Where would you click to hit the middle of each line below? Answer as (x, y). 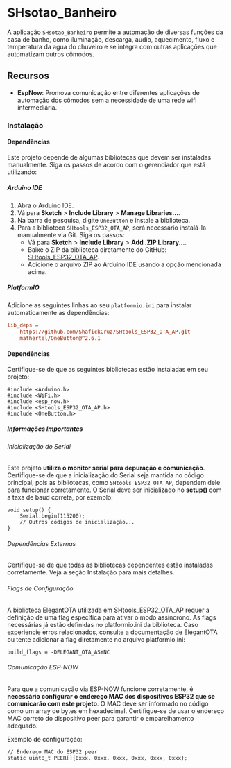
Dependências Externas (42, 543)
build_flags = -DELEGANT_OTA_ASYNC (59, 652)
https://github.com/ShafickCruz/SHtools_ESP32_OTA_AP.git (105, 332)
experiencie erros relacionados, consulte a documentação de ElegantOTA (112, 632)
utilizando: (22, 172)
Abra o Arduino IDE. (45, 205)
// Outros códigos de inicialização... (77, 522)
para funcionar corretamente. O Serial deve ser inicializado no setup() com (114, 490)
